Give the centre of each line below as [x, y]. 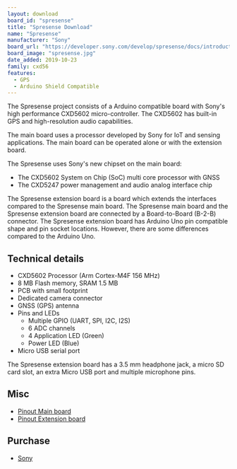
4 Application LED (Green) [66, 336]
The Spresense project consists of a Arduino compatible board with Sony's [116, 106]
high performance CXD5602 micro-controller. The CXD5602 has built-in [112, 114]
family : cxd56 [28, 66]
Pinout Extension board [51, 419]
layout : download [33, 14]
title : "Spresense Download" [50, 27]
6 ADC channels [51, 328]
